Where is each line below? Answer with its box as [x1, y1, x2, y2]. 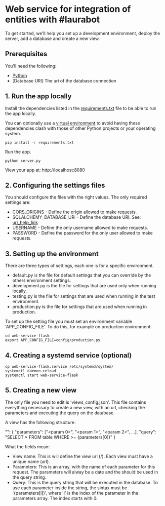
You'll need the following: [5, 63, 57, 69]
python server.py [5, 158, 41, 163]
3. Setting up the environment [5, 249, 99, 258]
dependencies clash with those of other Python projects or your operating [5, 125, 156, 131]
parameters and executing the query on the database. [5, 410, 115, 416]
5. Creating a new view [5, 386, 77, 394]
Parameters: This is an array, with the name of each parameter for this [12, 464, 155, 469]
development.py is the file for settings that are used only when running [12, 283, 157, 289]
